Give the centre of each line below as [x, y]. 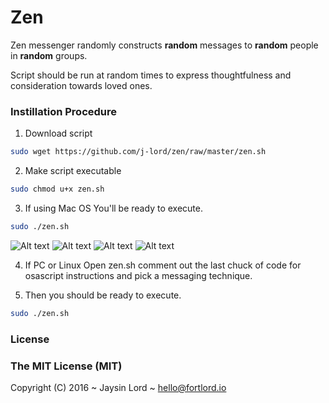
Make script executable [73, 171]
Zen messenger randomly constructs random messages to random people [164, 45]
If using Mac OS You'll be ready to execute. [113, 208]
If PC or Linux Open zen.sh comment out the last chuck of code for [163, 265]
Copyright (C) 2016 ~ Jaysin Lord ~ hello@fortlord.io [118, 387]
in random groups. [49, 55]
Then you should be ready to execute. [103, 295]
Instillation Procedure [64, 111]
